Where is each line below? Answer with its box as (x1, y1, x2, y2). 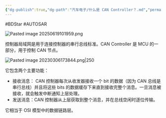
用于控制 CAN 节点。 (18, 47, 61, 53)
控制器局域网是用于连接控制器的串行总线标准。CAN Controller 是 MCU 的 (5, 41, 155, 47)
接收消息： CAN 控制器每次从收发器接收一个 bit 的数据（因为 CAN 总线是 (12, 78, 161, 84)
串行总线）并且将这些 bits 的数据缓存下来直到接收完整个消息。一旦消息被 (12, 84, 162, 90)
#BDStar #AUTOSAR (5, 21, 47, 27)
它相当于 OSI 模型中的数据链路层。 (5, 107, 76, 113)
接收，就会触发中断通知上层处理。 (12, 90, 82, 96)
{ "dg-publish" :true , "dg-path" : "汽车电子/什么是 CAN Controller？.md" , (5, 7, 148, 12)
